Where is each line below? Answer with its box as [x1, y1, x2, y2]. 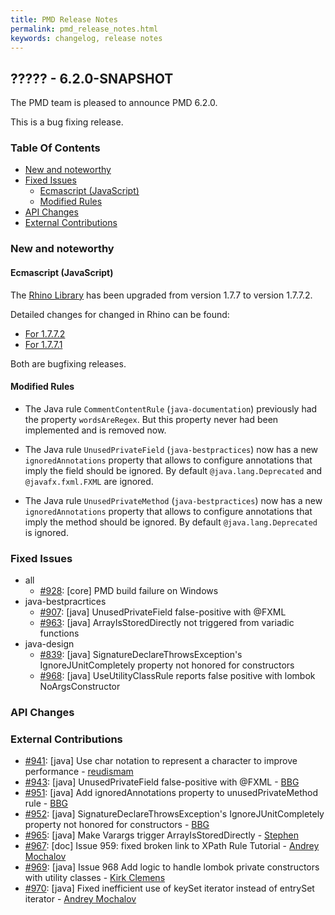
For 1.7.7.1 [24, 338, 63, 350]
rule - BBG [24, 797, 68, 810]
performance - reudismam [24, 766, 134, 778]
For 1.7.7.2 [24, 327, 66, 340]
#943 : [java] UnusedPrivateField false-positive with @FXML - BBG [24, 776, 300, 788]
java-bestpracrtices [24, 596, 107, 608]
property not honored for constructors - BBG [24, 819, 210, 831]
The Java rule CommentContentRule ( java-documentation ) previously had [24, 402, 318, 415]
